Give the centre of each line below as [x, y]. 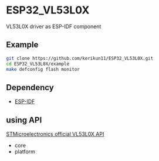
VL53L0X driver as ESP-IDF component [54, 26]
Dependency [30, 88]
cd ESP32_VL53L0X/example [38, 64]
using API [24, 120]
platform [25, 152]
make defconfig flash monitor [43, 69]
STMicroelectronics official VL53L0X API [55, 134]
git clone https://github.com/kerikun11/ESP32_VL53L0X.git [80, 58]
